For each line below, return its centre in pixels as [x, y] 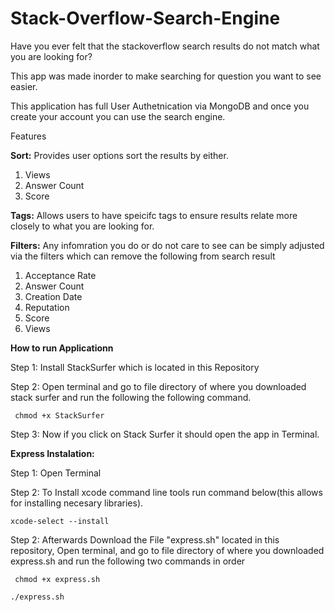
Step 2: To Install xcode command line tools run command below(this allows [166, 492]
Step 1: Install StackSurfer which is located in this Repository [135, 367]
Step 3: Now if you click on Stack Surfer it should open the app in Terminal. [165, 434]
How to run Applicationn [62, 348]
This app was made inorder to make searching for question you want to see [166, 76]
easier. [24, 86]
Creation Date [53, 296]
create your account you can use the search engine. [118, 116]
